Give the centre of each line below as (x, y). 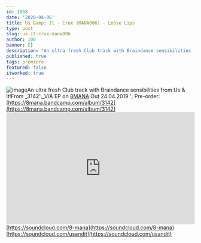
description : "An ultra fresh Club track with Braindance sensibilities (99, 51)
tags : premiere (25, 62)
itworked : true (25, 73)
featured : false (26, 67)
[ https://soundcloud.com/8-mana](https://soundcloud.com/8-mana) (90, 227)
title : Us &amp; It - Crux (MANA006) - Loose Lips (71, 23)
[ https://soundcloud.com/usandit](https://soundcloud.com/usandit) (89, 234)
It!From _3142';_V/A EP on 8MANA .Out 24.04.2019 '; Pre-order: (83, 96)
